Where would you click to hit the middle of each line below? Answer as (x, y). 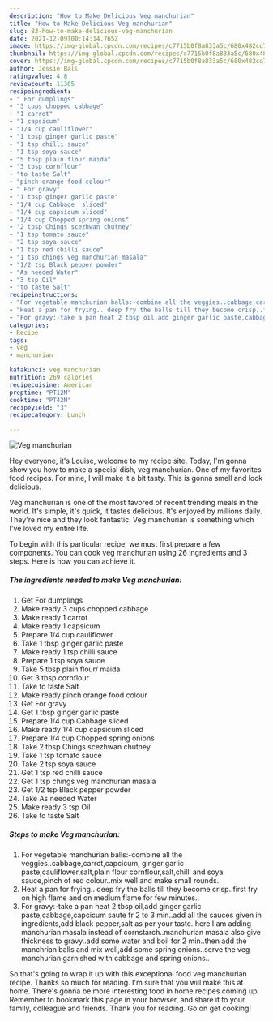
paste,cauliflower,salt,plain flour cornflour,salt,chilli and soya (122, 872)
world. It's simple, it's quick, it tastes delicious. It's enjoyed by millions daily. (136, 511)
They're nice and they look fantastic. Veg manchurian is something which (132, 520)
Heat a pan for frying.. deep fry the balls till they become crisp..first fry (139, 890)
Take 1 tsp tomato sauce (61, 756)
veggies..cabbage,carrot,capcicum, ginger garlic (102, 864)
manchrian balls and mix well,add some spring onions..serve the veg (135, 950)
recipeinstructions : (44, 295)
